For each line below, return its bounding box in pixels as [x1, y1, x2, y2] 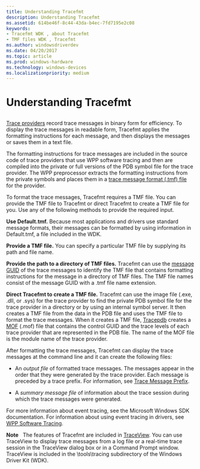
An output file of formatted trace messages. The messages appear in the [14, 364, 194, 371]
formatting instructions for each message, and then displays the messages [6, 132, 190, 139]
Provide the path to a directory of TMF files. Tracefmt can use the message [6, 260, 195, 267]
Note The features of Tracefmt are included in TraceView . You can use [6, 431, 183, 438]
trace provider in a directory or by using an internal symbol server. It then [6, 303, 186, 310]
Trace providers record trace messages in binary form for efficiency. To [6, 119, 182, 126]
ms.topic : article [6, 53, 52, 59]
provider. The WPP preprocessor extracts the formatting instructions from [6, 169, 188, 176]
